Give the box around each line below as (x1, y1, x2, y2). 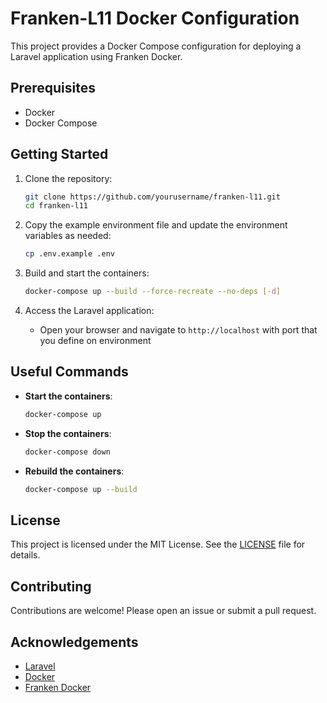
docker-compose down (24, 447, 111, 457)
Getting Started (10, 146, 109, 163)
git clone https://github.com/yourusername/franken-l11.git (24, 192, 281, 202)
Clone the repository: (24, 172, 113, 184)
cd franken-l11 (24, 201, 89, 211)
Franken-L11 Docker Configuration (10, 7, 300, 30)
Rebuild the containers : (24, 465, 125, 477)
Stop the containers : (24, 427, 112, 439)
